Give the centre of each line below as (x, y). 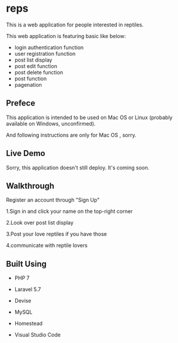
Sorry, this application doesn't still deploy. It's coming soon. (78, 167)
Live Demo (26, 153)
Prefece (21, 103)
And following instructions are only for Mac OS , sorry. (71, 135)
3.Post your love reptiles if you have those (56, 234)
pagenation (28, 84)
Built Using (26, 264)
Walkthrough (30, 186)
